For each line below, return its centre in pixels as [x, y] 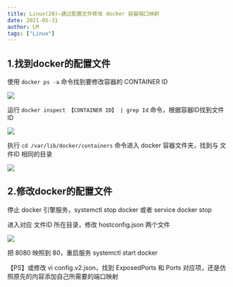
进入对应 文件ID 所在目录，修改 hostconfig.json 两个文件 [89, 225]
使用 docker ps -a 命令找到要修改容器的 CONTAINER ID [88, 82]
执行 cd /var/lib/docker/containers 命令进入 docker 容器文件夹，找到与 [113, 145]
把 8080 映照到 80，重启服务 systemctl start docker [83, 253]
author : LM [23, 27]
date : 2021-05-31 [33, 20]
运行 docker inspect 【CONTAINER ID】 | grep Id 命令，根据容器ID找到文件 [116, 110]
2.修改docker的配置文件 [60, 191]
